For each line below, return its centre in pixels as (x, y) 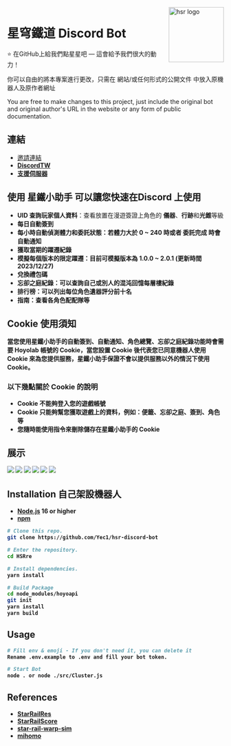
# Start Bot (24, 670)
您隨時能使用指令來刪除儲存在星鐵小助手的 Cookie (88, 429)
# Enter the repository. (43, 550)
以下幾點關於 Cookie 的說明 (53, 387)
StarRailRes (34, 714)
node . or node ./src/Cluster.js (55, 676)
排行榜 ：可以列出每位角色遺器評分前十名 (74, 291)
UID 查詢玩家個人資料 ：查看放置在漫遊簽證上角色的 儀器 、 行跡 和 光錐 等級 (120, 215)
